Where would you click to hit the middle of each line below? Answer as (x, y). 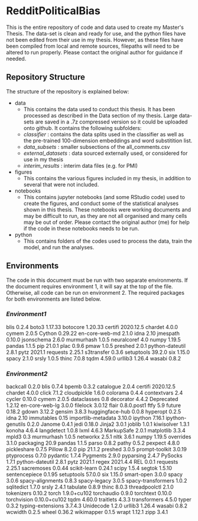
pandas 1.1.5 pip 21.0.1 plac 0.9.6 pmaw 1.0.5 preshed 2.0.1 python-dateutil (96, 346)
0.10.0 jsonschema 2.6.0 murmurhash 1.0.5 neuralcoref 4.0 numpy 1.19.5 (94, 339)
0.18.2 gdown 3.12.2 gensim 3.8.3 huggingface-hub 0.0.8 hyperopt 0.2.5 (94, 412)
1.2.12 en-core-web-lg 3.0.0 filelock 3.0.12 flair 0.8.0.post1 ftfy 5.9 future (94, 405)
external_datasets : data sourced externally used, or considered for (106, 153)
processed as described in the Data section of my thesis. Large (100, 115)
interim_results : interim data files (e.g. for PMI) (80, 165)
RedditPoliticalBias (53, 11)
